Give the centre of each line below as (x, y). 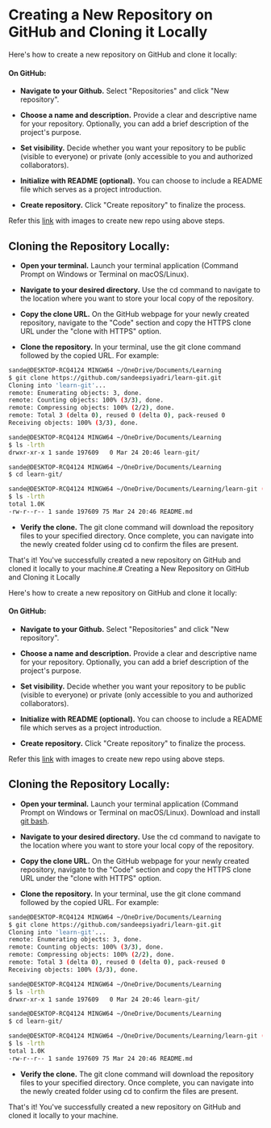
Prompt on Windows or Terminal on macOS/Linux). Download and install (140, 812)
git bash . (35, 821)
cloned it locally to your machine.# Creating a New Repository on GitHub (129, 568)
